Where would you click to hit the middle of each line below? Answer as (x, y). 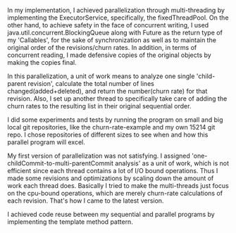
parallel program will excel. (46, 142)
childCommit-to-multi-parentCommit (61, 163)
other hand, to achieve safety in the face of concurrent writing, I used (108, 25)
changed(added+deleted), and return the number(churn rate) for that (107, 91)
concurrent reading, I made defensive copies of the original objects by (109, 55)
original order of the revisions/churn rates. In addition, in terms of (102, 48)
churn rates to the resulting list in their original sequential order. (99, 106)
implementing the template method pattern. (70, 222)
